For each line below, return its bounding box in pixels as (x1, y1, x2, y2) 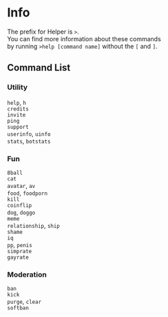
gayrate (7, 254, 29, 261)
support (7, 124, 29, 130)
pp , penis (7, 240, 33, 248)
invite (7, 111, 26, 118)
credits (7, 105, 29, 113)
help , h (7, 98, 26, 106)
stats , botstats (7, 137, 51, 145)
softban (7, 305, 29, 312)
